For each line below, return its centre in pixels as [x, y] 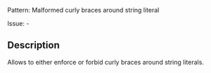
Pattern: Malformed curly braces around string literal [83, 10]
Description [33, 46]
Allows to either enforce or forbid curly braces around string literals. [105, 62]
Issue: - [18, 23]
